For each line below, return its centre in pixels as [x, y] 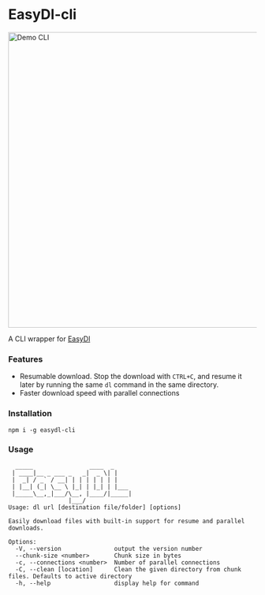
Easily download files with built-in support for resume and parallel [127, 521]
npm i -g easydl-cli [42, 430]
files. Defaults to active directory [70, 576]
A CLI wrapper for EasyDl [49, 338]
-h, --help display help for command [107, 583]
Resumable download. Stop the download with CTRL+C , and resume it [131, 377]
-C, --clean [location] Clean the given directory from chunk [129, 569]
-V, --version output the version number [109, 549]
